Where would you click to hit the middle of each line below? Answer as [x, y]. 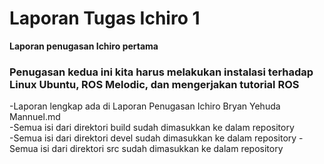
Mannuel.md [35, 117]
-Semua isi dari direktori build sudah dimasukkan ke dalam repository [152, 128]
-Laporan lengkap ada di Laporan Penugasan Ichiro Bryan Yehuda [145, 106]
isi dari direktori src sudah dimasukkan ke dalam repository [162, 149]
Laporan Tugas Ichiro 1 [105, 18]
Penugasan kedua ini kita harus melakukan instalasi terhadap [161, 72]
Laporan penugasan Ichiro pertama [84, 46]
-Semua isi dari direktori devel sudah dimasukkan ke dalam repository [153, 138]
